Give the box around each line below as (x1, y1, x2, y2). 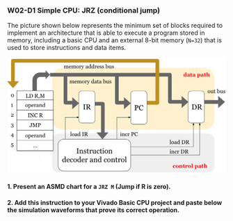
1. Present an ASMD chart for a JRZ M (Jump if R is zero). (7, 183, 171, 191)
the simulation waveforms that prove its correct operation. (7, 206, 179, 214)
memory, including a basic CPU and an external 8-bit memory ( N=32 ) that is (7, 36, 223, 44)
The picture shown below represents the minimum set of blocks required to (7, 22, 223, 30)
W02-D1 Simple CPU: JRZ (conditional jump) (7, 6, 161, 15)
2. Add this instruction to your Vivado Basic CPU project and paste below (7, 198, 223, 206)
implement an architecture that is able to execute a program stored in (7, 28, 205, 37)
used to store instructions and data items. (7, 44, 127, 52)
